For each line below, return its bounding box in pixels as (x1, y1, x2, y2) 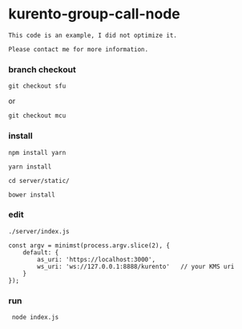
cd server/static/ (8, 177, 70, 185)
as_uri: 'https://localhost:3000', (37, 255, 156, 263)
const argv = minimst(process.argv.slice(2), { (8, 242, 171, 250)
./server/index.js (8, 227, 70, 235)
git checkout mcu (8, 112, 67, 120)
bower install (8, 190, 56, 199)
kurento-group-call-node (8, 5, 180, 23)
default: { (22, 248, 59, 257)
